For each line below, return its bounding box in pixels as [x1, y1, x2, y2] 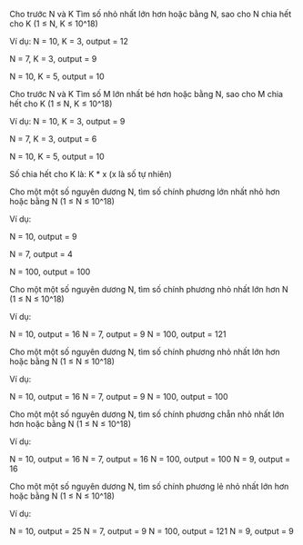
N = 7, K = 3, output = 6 [9, 134, 97, 144]
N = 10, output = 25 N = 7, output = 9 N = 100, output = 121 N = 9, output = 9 [9, 526, 294, 536]
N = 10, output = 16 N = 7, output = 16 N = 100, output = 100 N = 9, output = [9, 454, 291, 464]
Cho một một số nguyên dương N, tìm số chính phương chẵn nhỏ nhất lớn [9, 409, 285, 420]
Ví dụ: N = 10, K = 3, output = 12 [9, 36, 129, 46]
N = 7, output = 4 [9, 249, 73, 259]
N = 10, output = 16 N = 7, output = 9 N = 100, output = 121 [9, 329, 227, 340]
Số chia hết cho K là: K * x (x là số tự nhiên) [9, 169, 173, 179]
